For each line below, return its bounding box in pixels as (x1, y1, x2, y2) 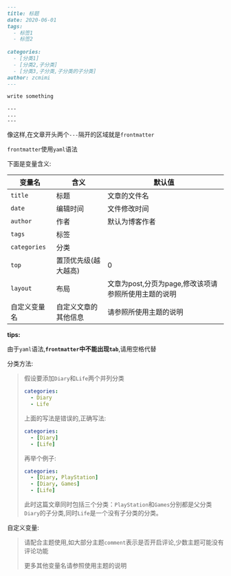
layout (10, 285, 32, 293)
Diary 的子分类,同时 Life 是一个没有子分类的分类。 (23, 509, 163, 517)
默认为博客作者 (107, 217, 156, 227)
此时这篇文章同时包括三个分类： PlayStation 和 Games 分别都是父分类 (23, 500, 212, 508)
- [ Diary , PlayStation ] (30, 474, 98, 481)
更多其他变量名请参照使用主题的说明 (23, 562, 127, 569)
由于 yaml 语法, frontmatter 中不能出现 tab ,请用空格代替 (7, 345, 157, 353)
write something (7, 93, 54, 100)
